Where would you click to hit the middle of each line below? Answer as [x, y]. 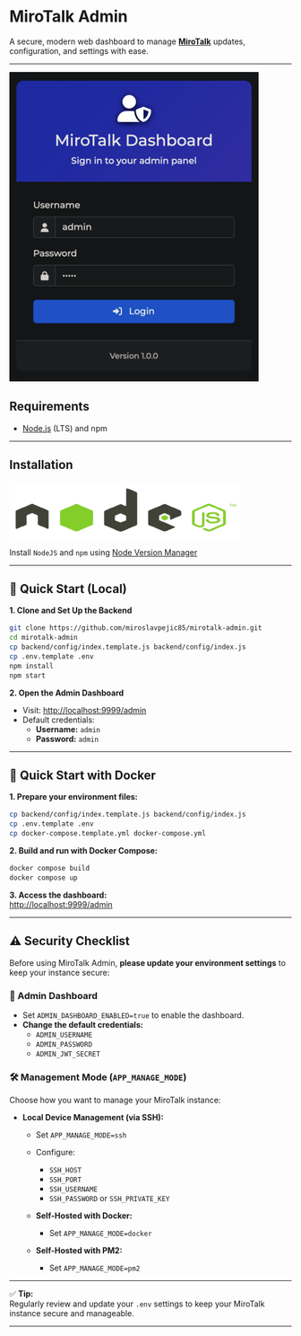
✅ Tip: [21, 1294]
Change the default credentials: [82, 1024]
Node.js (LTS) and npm [64, 428]
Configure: [56, 1153]
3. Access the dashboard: [58, 895]
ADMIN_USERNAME [64, 1035]
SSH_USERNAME [73, 1190]
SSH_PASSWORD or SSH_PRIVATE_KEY [109, 1199]
